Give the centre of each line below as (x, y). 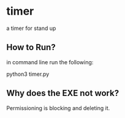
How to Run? (31, 47)
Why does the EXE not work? (63, 93)
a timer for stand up (31, 28)
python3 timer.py (28, 74)
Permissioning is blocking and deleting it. (58, 108)
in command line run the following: (50, 62)
